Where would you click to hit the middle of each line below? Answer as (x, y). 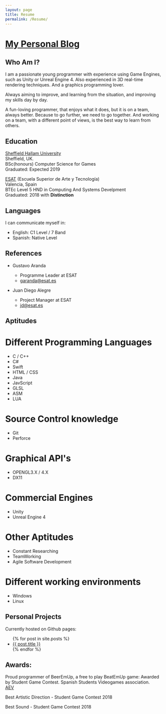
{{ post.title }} (26, 644)
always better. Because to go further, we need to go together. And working (82, 115)
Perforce (21, 438)
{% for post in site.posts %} (41, 638)
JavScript (22, 383)
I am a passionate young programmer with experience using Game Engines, (83, 74)
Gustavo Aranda (29, 265)
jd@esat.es (31, 305)
